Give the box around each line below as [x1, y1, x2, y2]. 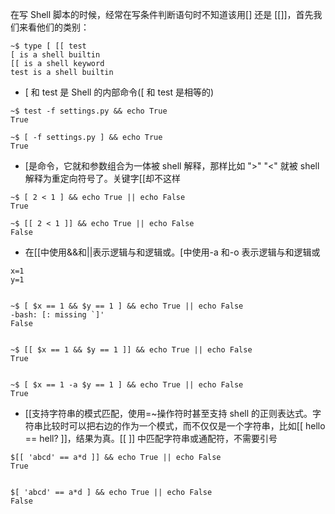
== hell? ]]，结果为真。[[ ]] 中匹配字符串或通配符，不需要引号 [24, 433, 278, 444]
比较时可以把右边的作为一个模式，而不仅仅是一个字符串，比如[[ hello [42, 420, 326, 432]
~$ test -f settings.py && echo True [10, 106, 168, 116]
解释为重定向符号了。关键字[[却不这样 [24, 173, 182, 184]
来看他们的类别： [18, 21, 90, 33]
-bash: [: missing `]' [10, 310, 105, 320]
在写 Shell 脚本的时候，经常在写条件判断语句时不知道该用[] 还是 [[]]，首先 [10, 9, 314, 20]
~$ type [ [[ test [10, 41, 87, 51]
